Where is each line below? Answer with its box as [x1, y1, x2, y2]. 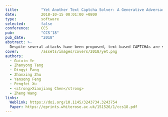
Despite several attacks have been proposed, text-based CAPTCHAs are [9, 44, 160, 49]
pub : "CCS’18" [5, 30, 59, 35]
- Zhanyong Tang [9, 63, 43, 68]
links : [5, 95, 19, 100]
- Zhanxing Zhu [9, 72, 41, 77]
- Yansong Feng [9, 77, 41, 82]
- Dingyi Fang [9, 68, 39, 73]
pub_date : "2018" [5, 35, 55, 40]
